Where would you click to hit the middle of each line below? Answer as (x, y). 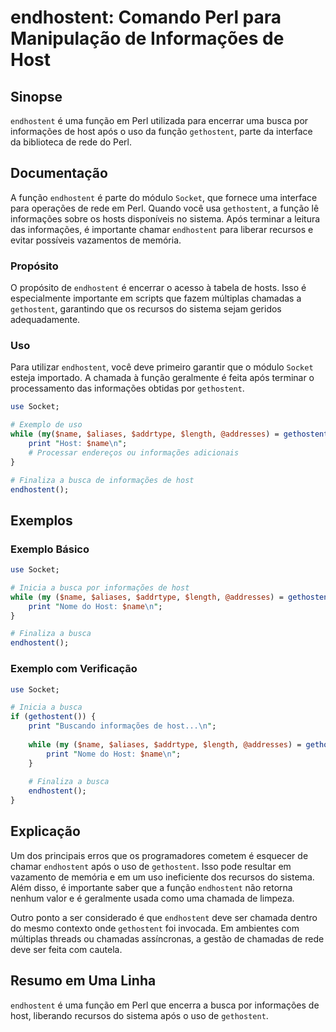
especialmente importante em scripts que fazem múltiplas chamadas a (156, 298)
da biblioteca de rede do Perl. (71, 142)
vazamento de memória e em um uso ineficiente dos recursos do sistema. (162, 877)
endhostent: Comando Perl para (146, 17)
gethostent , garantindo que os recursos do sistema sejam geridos (146, 309)
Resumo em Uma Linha (83, 981)
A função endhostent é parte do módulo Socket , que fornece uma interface (164, 197)
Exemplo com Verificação (74, 669)
